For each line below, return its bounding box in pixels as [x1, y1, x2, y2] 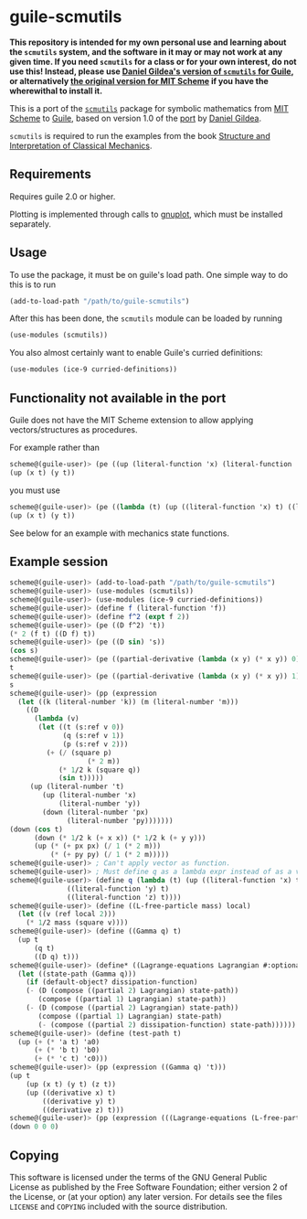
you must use [9, 485, 61, 496]
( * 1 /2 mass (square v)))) [26, 918, 129, 927]
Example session [9, 553, 109, 569]
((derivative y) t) [42, 1096, 117, 1106]
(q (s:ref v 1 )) [62, 732, 125, 741]
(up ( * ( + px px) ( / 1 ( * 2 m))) [33, 841, 162, 851]
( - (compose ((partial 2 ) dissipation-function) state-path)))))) [37, 1020, 297, 1030]
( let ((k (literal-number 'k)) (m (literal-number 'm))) [17, 697, 239, 706]
